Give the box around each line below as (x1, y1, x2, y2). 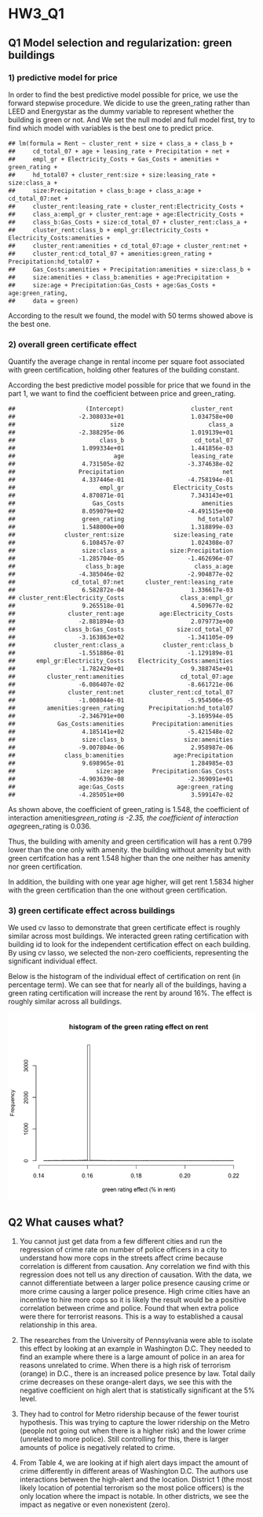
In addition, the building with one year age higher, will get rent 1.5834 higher (8, 877, 254, 887)
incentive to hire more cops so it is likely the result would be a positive (19, 1295, 247, 1304)
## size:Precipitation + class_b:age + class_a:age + (8, 187, 202, 195)
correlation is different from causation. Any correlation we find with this (19, 1262, 250, 1271)
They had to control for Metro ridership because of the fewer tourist (19, 1409, 239, 1419)
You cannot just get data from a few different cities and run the (19, 1237, 223, 1246)
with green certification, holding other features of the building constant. (8, 365, 239, 375)
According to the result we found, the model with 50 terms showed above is (8, 310, 254, 320)
